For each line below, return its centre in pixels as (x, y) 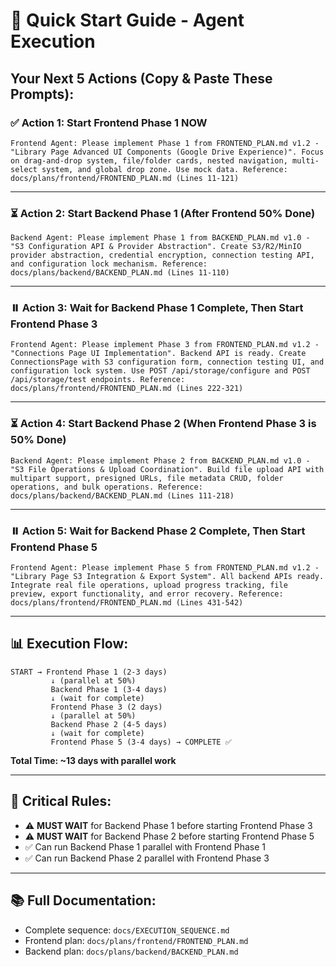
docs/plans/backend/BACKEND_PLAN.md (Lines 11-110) (120, 273)
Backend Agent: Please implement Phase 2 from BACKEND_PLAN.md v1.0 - (160, 460)
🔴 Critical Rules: (61, 801)
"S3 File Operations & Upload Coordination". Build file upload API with (167, 469)
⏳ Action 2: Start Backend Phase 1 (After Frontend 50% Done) (163, 213)
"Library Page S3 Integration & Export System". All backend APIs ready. (167, 577)
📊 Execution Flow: (69, 644)
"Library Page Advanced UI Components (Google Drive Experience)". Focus (167, 152)
